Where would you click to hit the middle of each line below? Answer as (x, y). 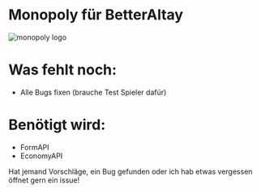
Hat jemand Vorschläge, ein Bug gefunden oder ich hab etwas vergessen (130, 171)
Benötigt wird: (57, 125)
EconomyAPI (41, 156)
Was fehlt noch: (63, 70)
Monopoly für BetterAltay (96, 15)
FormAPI (35, 147)
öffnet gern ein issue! (44, 180)
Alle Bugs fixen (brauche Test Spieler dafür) (93, 92)
